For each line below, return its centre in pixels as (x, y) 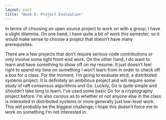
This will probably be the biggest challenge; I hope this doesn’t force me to (82, 107)
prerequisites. (19, 44)
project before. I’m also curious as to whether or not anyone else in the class (83, 96)
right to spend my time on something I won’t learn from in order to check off (83, 69)
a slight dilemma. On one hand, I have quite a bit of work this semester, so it (83, 34)
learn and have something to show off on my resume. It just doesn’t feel (79, 64)
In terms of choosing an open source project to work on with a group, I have (83, 28)
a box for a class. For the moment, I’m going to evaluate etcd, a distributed (81, 75)
